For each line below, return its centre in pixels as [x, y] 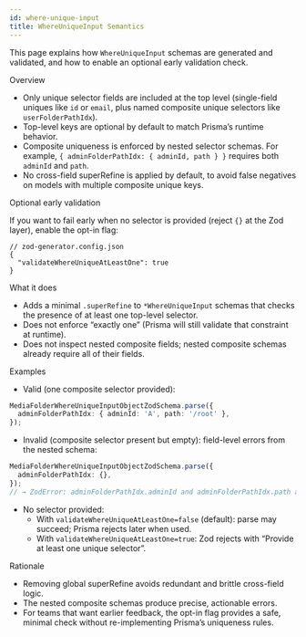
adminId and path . [56, 165]
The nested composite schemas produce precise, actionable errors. [150, 602]
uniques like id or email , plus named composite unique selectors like [151, 107]
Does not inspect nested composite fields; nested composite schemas [154, 344]
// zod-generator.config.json [67, 246]
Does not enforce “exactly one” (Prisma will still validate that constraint [155, 324]
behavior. [40, 136]
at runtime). [44, 334]
